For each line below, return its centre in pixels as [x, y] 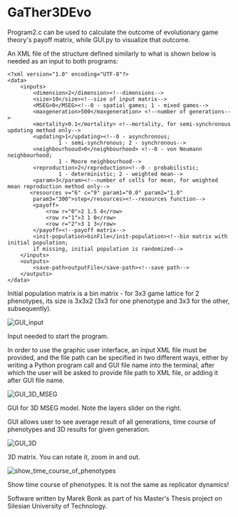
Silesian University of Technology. [57, 506]
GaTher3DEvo [50, 12]
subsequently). [30, 308]
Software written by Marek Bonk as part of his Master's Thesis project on [115, 498]
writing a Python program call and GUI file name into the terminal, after [111, 365]
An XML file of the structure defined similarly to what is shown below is [112, 53]
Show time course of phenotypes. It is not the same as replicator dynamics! [118, 484]
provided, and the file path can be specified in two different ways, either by [118, 357]
